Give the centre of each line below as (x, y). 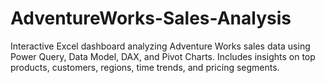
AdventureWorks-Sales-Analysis (151, 18)
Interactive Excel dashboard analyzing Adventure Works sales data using (160, 46)
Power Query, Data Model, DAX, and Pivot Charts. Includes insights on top (163, 56)
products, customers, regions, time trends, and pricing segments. (145, 67)
